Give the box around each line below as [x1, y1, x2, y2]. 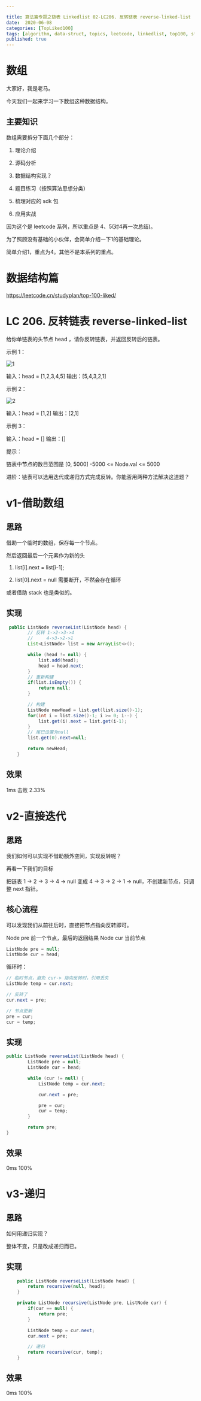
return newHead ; [28, 746, 68, 752]
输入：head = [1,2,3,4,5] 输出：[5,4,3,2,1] [6, 372, 106, 380]
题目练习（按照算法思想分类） [14, 184, 89, 192]
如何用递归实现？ [6, 1230, 48, 1237]
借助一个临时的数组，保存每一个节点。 [6, 539, 100, 546]
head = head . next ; [38, 663, 84, 669]
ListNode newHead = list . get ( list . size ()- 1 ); [28, 707, 144, 713]
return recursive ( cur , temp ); [28, 1350, 103, 1355]
